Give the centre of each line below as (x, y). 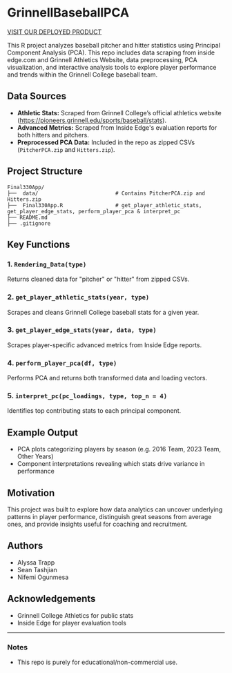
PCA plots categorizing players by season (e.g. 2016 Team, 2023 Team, (119, 449)
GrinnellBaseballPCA (68, 13)
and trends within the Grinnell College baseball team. (83, 75)
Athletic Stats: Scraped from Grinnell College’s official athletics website (119, 113)
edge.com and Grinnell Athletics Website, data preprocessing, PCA (103, 59)
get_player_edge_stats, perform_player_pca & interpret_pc (94, 211)
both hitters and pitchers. (53, 135)
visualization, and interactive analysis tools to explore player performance (112, 67)
